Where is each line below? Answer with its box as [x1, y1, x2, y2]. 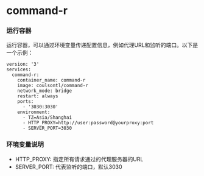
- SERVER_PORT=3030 [22, 125, 72, 132]
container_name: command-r [17, 77, 86, 83]
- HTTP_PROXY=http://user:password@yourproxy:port [22, 120, 154, 126]
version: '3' [6, 62, 40, 68]
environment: [17, 109, 51, 116]
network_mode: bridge [17, 88, 72, 94]
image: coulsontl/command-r [17, 83, 88, 89]
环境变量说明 [6, 141, 44, 149]
